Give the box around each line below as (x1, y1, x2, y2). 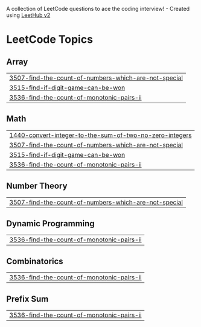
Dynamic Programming (6, 218, 95, 229)
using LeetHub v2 (6, 11, 51, 19)
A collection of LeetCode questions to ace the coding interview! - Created (6, 5, 190, 12)
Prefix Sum (6, 294, 49, 304)
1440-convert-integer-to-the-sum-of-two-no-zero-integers (9, 131, 192, 139)
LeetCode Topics (6, 33, 94, 46)
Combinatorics (6, 256, 63, 266)
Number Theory (6, 181, 68, 191)
